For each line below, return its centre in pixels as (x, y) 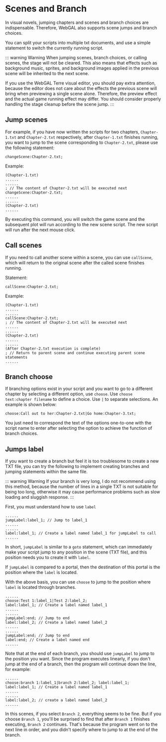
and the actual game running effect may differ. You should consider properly (83, 99)
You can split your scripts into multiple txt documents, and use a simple (78, 42)
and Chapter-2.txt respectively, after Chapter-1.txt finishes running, (88, 137)
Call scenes (24, 245)
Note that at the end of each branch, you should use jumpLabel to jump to (80, 653)
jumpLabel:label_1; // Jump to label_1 (46, 520)
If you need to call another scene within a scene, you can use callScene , (79, 257)
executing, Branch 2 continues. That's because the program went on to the (81, 725)
